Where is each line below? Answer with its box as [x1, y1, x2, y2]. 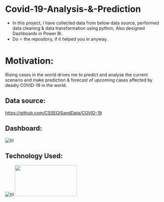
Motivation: [5, 56, 54, 67]
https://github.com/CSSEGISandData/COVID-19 [5, 110, 102, 116]
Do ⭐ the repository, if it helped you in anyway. [12, 36, 108, 42]
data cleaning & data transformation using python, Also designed [12, 25, 145, 31]
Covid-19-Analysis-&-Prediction [5, 3, 141, 15]
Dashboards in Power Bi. [12, 30, 63, 36]
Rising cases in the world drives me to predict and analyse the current [5, 71, 148, 77]
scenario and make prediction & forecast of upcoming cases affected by [5, 77, 153, 83]
